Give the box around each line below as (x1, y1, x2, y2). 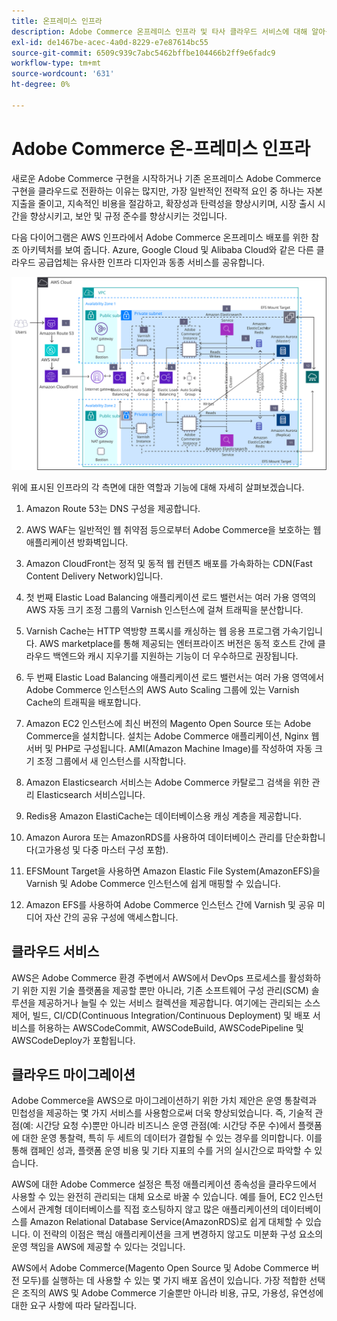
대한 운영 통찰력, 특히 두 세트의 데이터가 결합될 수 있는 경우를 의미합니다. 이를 (21, 1132, 323, 1144)
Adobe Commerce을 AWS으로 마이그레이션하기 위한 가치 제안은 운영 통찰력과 (11, 1095, 318, 1107)
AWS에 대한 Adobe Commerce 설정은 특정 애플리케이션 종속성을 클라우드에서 (11, 1178, 318, 1190)
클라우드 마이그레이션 (11, 1066, 136, 1083)
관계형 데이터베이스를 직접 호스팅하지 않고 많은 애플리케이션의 (37, 1203, 279, 1215)
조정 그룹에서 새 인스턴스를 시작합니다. (36, 755, 187, 767)
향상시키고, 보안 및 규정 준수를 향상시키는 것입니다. (29, 210, 228, 222)
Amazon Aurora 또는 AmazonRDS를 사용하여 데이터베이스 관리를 (25, 831, 284, 843)
